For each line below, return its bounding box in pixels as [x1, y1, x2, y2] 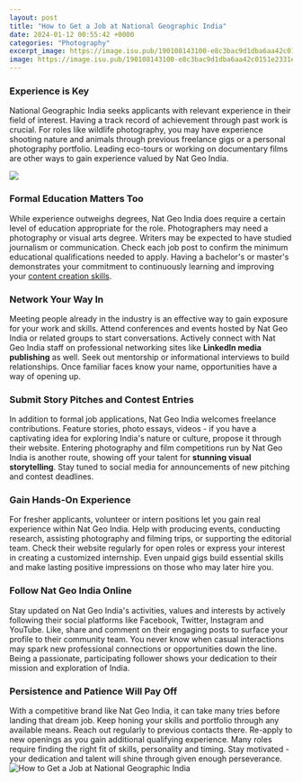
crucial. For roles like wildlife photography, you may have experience [9, 124, 263, 135]
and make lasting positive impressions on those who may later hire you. [9, 562, 274, 573]
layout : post [9, 13, 58, 23]
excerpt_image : [9, 47, 67, 56]
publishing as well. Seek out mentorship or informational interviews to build [9, 351, 290, 362]
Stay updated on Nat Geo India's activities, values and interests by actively [9, 605, 286, 615]
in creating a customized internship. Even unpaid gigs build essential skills [9, 552, 284, 563]
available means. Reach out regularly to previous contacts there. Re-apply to [9, 724, 293, 735]
